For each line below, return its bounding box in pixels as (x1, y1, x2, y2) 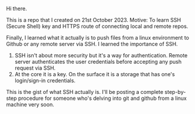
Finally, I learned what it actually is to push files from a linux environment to (6, 34, 189, 41)
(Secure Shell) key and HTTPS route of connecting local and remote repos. (6, 23, 188, 30)
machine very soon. (6, 101, 54, 108)
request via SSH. (14, 64, 56, 71)
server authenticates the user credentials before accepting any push (14, 58, 182, 65)
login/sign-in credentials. (14, 77, 76, 84)
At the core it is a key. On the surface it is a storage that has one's (14, 71, 175, 77)
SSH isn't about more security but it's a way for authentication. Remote (14, 52, 188, 58)
